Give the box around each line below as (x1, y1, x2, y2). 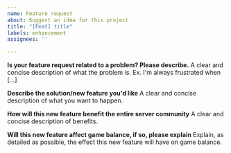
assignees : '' (7, 36, 49, 43)
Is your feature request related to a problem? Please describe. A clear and (7, 61, 223, 69)
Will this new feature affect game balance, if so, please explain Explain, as (7, 131, 224, 139)
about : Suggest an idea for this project (7, 17, 129, 24)
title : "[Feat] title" (7, 23, 73, 30)
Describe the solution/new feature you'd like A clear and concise (7, 89, 196, 98)
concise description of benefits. (7, 117, 99, 125)
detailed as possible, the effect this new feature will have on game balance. (7, 138, 223, 146)
